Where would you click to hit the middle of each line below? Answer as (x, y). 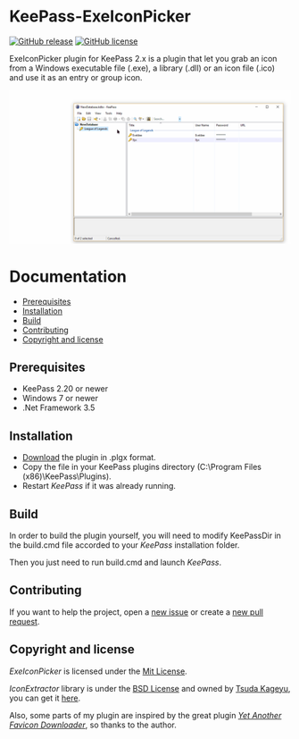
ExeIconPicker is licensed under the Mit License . (98, 671)
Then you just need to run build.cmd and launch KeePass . (116, 562)
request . (25, 621)
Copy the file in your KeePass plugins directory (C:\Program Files (141, 467)
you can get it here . (45, 698)
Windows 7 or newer (60, 399)
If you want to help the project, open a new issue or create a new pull (136, 612)
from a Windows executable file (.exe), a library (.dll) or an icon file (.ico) (142, 68)
